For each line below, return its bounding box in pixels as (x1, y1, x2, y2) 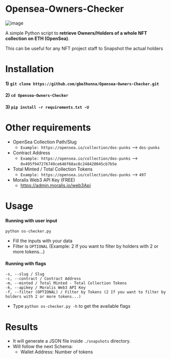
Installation (5, 64, 54, 75)
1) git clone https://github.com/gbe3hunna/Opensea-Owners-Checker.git (5, 80, 159, 87)
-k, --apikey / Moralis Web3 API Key (5, 285, 86, 290)
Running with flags (5, 260, 47, 266)
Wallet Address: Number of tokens (20, 349, 93, 355)
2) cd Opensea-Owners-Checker (5, 92, 69, 98)
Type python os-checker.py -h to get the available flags (12, 303, 131, 309)
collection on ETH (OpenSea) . (5, 35, 70, 41)
